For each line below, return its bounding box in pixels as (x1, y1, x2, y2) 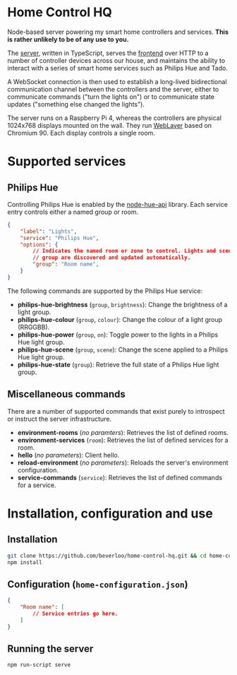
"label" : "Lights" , (20, 227, 78, 235)
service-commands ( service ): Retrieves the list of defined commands (17, 473, 223, 482)
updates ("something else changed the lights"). (7, 100, 145, 108)
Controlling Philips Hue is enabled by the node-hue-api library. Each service (7, 200, 228, 208)
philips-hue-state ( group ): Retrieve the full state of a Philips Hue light (17, 360, 219, 369)
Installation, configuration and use (7, 506, 213, 521)
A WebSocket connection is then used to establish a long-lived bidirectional (7, 77, 227, 85)
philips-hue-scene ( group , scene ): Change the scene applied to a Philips (17, 345, 229, 354)
